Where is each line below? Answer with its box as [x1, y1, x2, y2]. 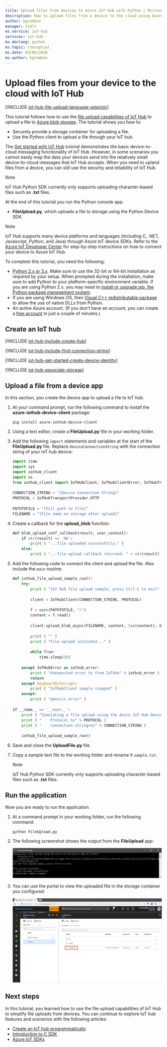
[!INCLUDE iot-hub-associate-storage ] [5, 367, 84, 373]
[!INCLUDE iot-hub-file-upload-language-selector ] [5, 104, 109, 110]
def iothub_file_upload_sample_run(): [12, 576, 93, 581]
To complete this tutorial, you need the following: [5, 259, 105, 264]
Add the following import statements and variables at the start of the [12, 438, 153, 444]
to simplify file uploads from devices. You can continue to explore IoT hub [5, 1011, 156, 1017]
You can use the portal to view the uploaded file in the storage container [12, 883, 161, 889]
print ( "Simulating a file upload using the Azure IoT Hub [21, 712, 149, 717]
